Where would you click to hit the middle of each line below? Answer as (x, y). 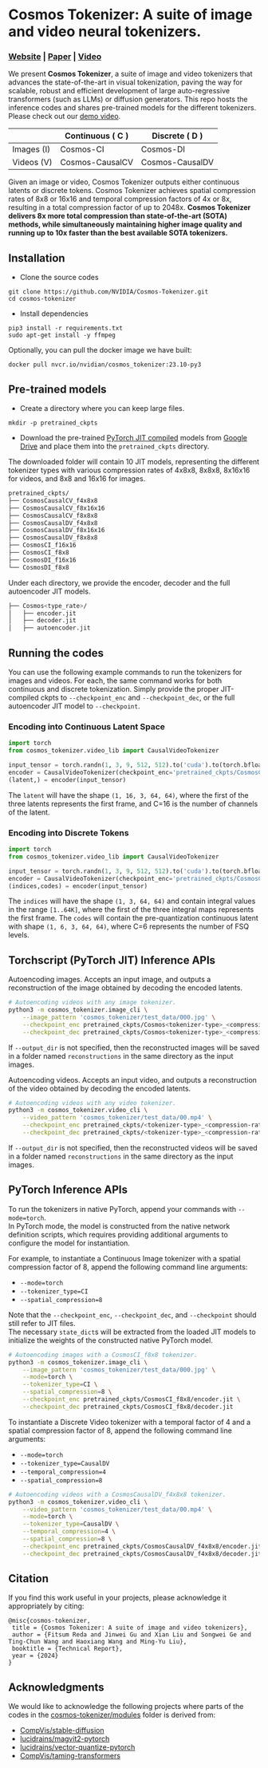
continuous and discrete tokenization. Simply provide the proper (114, 689)
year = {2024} (35, 1656)
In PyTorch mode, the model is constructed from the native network (119, 1225)
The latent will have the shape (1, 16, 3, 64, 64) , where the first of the (128, 795)
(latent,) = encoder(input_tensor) (67, 779)
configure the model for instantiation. (69, 1243)
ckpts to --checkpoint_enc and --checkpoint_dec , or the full (138, 698)
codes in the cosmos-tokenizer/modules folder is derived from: (112, 1715)
